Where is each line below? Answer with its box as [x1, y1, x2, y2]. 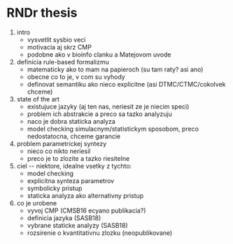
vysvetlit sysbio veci [27, 35, 86, 43]
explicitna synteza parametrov [27, 176, 115, 185]
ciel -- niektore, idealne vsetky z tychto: [16, 162, 132, 170]
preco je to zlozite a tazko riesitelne [27, 154, 130, 162]
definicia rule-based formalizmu [16, 57, 109, 66]
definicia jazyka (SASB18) [27, 213, 101, 222]
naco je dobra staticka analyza [27, 117, 116, 125]
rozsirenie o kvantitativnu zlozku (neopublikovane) [27, 229, 173, 237]
